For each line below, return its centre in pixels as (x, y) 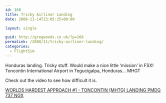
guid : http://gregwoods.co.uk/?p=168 (44, 37)
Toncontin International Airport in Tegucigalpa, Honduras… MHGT (73, 70)
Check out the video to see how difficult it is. (51, 80)
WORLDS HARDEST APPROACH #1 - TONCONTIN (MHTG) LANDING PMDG (83, 90)
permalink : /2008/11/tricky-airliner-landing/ (54, 42)
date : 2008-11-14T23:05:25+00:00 (40, 19)
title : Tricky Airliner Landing (39, 14)
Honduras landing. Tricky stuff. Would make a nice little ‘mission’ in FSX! (79, 65)
